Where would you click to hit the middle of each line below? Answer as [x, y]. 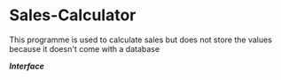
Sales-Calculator [73, 15]
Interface [27, 66]
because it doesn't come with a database [85, 48]
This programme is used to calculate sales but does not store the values [141, 40]
